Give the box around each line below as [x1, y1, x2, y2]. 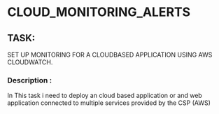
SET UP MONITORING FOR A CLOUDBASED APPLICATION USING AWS [7, 50, 213, 59]
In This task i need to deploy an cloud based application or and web [7, 92, 203, 100]
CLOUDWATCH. [7, 58, 53, 66]
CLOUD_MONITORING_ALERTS [7, 4, 191, 20]
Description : [7, 75, 52, 85]
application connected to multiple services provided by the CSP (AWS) [7, 99, 211, 107]
